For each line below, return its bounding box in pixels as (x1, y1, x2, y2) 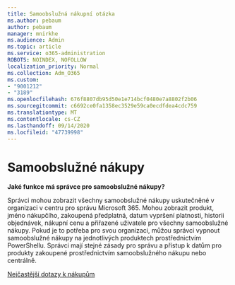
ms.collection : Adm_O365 (7, 69, 80, 76)
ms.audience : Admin (7, 37, 65, 44)
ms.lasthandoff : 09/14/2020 (7, 122, 90, 129)
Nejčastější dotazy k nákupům (7, 270, 95, 279)
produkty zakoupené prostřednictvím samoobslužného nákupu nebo (7, 249, 207, 257)
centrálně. (7, 256, 37, 265)
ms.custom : (7, 76, 40, 83)
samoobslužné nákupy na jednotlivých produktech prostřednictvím (7, 234, 202, 243)
